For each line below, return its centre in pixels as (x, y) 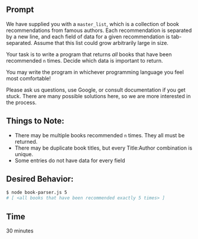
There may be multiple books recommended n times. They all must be (100, 135)
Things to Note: (35, 121)
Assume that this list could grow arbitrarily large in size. (101, 43)
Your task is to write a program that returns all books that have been (89, 54)
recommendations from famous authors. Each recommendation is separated (99, 30)
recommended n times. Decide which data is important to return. (85, 60)
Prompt (20, 10)
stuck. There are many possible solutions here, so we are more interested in (98, 96)
